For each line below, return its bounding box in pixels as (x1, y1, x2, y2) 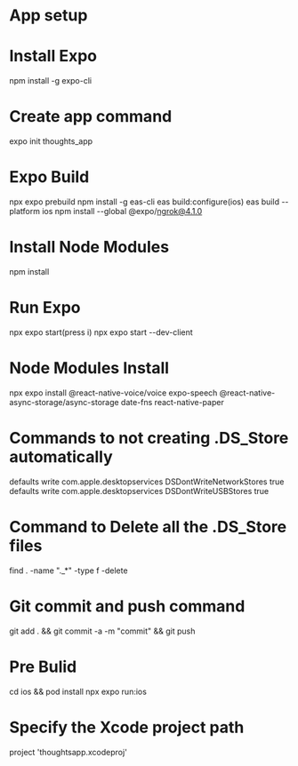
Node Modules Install (9, 358, 170, 379)
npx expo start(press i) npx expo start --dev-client (9, 326, 193, 338)
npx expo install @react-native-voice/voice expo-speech (9, 387, 218, 398)
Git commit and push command (9, 596, 246, 616)
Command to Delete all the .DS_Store (9, 516, 287, 537)
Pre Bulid (9, 657, 77, 676)
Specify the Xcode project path (9, 717, 245, 738)
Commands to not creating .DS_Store (9, 428, 289, 448)
